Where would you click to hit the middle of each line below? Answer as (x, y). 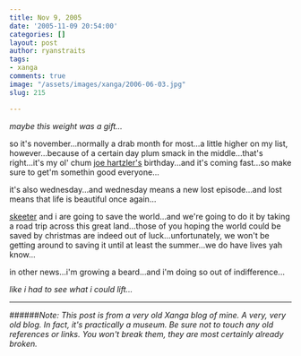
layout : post (34, 43)
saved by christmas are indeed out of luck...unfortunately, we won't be (140, 235)
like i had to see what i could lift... (71, 289)
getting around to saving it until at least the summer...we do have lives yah (146, 245)
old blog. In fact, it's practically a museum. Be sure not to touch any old (142, 325)
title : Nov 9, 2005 (46, 17)
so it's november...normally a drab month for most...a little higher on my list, (149, 143)
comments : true (38, 76)
